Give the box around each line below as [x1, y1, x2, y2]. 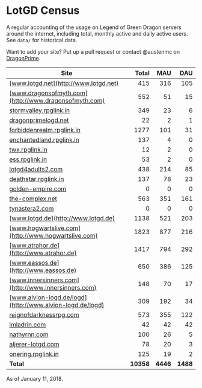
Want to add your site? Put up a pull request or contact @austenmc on [6, 48, 180, 55]
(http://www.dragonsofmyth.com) [9, 96, 105, 104]
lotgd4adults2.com [9, 165, 63, 173]
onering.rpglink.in [9, 349, 59, 358]
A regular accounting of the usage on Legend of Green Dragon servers [6, 24, 182, 31]
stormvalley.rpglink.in [9, 106, 70, 115]
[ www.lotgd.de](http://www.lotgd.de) [9, 214, 115, 222]
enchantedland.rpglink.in [9, 135, 79, 144]
